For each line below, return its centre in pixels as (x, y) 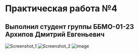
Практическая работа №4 (61, 9)
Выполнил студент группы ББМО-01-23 (69, 27)
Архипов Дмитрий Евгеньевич (55, 34)
